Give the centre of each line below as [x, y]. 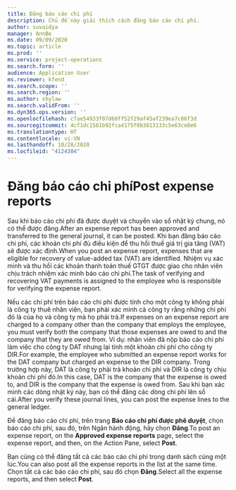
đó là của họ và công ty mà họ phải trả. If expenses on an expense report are [118, 317]
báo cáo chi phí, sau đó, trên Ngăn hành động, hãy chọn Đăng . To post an [114, 428]
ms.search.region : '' [39, 92]
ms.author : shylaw [34, 99]
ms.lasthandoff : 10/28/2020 [49, 145]
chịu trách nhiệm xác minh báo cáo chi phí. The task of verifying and [106, 273]
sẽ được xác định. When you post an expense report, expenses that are [110, 250]
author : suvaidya [33, 27]
